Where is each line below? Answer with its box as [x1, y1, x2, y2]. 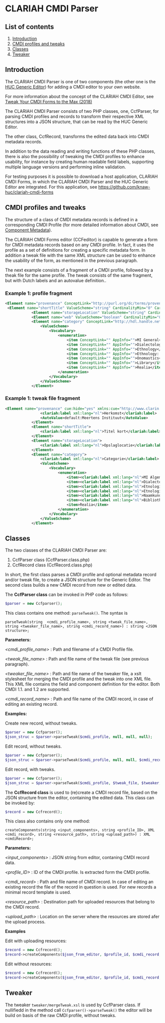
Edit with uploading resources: [5, 938, 67, 944]
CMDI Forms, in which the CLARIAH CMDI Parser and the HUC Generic [5, 178, 149, 185]
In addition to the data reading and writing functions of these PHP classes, [5, 148, 156, 154]
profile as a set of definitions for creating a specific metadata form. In [5, 247, 146, 253]
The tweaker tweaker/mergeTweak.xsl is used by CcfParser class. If [5, 1002, 141, 1008]
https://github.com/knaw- [98, 184, 151, 190]
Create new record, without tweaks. [5, 720, 78, 726]
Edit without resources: [5, 961, 52, 967]
